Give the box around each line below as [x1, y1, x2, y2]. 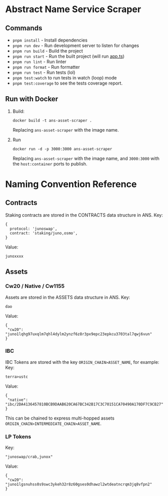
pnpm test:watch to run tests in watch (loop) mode [12, 75, 117, 80]
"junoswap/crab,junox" [5, 454, 53, 460]
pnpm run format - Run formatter [12, 64, 80, 70]
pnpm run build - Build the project [12, 48, 83, 54]
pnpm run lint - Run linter [12, 59, 67, 64]
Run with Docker [5, 95, 59, 103]
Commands [5, 24, 43, 32]
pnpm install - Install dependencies [12, 37, 88, 43]
